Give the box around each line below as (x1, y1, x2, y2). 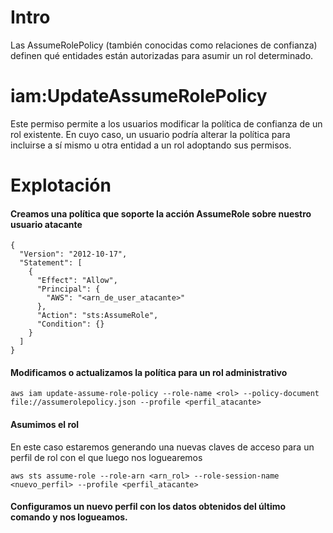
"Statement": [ (19, 258, 83, 268)
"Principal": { (36, 284, 101, 295)
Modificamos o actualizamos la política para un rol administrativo (10, 366, 288, 378)
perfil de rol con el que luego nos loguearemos (10, 451, 203, 463)
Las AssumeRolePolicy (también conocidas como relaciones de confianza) (10, 39, 318, 51)
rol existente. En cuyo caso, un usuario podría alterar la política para (10, 128, 291, 140)
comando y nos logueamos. (10, 511, 128, 523)
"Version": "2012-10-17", (19, 249, 128, 260)
